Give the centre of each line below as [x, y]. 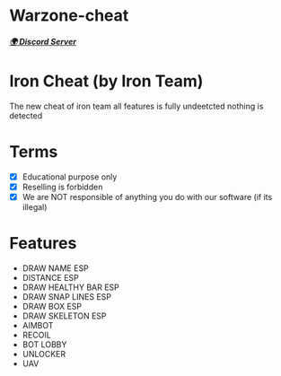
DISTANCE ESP [50, 277]
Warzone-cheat [69, 16]
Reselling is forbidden [62, 187]
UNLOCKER [44, 354]
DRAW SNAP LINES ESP [67, 296]
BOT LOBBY [44, 344]
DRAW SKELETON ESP [64, 316]
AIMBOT [38, 325]
